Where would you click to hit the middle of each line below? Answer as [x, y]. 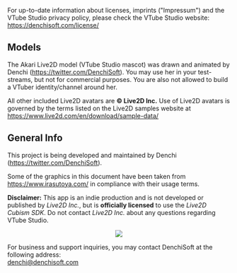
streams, [20, 79]
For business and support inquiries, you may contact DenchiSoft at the [110, 247]
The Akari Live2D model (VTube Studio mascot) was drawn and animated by [118, 64]
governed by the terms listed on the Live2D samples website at [99, 108]
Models [24, 48]
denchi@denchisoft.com [43, 262]
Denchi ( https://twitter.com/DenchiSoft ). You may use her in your [102, 72]
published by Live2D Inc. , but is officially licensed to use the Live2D [107, 205]
